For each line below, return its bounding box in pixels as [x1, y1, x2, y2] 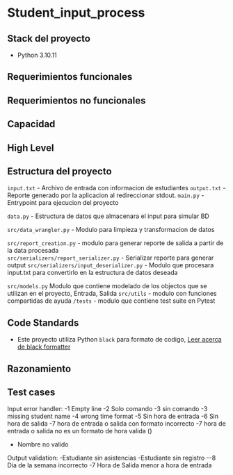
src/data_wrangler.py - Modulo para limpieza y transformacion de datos [7, 226, 215, 234]
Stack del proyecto [7, 33, 90, 44]
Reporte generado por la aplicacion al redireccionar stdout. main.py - [7, 191, 204, 199]
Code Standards [7, 317, 79, 328]
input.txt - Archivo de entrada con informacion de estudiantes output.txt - [7, 184, 226, 192]
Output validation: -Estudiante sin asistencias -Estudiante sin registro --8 [7, 453, 216, 462]
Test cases [7, 386, 56, 398]
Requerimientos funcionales [7, 71, 133, 83]
